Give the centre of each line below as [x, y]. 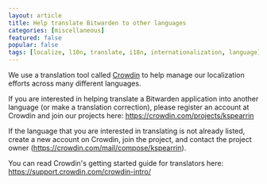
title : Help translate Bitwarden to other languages [97, 23]
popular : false [33, 45]
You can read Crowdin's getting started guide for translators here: [116, 163]
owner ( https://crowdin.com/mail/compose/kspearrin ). [97, 148]
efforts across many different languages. [75, 83]
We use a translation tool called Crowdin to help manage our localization [126, 75]
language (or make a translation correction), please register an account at [129, 107]
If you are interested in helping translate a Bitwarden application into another [133, 99]
